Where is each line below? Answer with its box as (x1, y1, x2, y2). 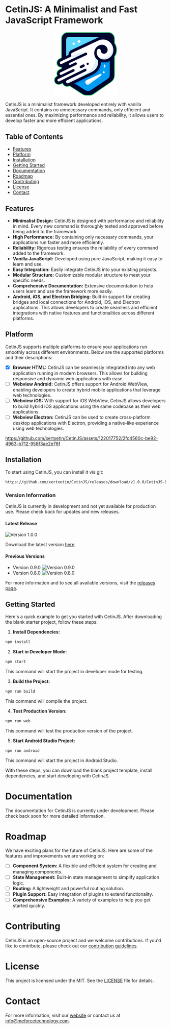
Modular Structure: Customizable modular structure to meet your (12, 272, 151, 278)
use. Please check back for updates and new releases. (5, 509, 120, 515)
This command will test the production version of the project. (5, 727, 133, 733)
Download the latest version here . (5, 542, 76, 548)
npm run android (5, 748, 40, 753)
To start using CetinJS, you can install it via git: (5, 469, 103, 475)
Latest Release (5, 520, 37, 526)
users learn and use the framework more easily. (12, 288, 113, 294)
